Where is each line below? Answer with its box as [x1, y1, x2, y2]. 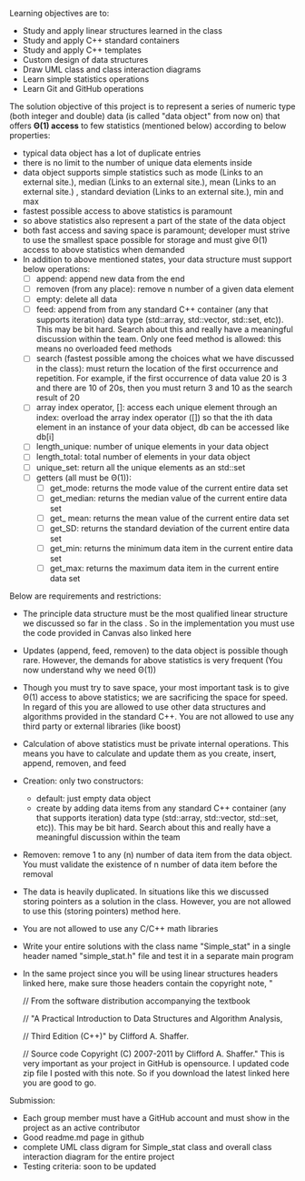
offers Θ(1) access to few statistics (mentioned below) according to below [9, 120, 287, 131]
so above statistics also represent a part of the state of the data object [22, 216, 286, 226]
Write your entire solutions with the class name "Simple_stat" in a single [22, 941, 291, 952]
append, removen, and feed [22, 758, 127, 768]
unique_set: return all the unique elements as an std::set [35, 461, 246, 472]
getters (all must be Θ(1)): [35, 472, 132, 483]
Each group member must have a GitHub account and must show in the [22, 1113, 290, 1123]
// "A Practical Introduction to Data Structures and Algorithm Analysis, [22, 1014, 283, 1024]
